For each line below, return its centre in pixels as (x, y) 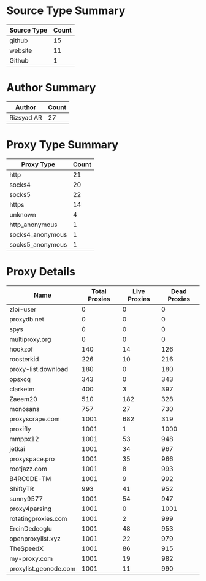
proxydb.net (27, 319)
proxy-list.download (39, 369)
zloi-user (23, 309)
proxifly (21, 429)
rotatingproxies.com (38, 518)
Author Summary (51, 88)
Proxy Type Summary (62, 145)
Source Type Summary (66, 11)
